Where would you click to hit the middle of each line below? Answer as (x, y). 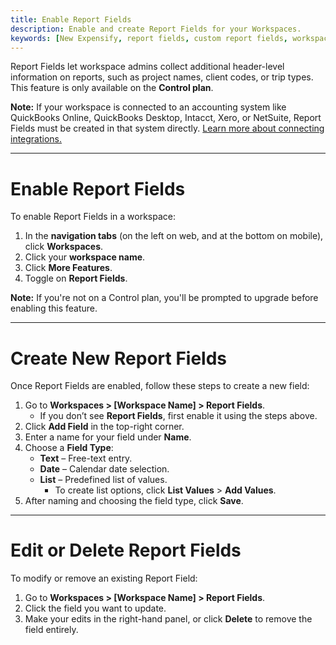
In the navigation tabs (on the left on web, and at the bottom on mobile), (174, 236)
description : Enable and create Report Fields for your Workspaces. (156, 29)
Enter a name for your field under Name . (108, 437)
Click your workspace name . (85, 257)
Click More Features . (68, 268)
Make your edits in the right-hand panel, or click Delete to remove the (168, 619)
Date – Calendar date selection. (104, 469)
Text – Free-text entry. (86, 458)
